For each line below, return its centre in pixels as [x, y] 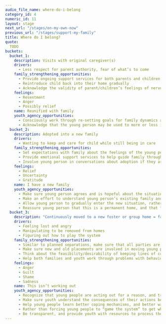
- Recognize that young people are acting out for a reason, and [87, 295]
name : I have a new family [42, 185]
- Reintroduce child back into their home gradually [74, 83]
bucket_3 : [20, 213]
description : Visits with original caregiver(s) [65, 60]
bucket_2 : [20, 129]
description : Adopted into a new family [56, 134]
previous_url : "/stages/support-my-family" [51, 33]
